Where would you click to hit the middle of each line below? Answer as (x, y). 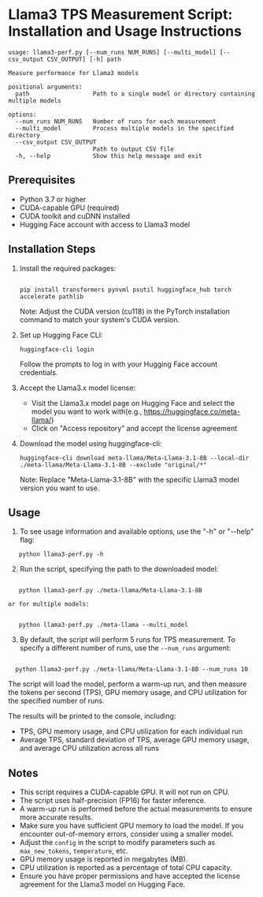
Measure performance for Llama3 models (74, 73)
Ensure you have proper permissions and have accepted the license (130, 876)
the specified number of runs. (56, 701)
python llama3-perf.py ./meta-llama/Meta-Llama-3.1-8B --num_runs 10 (131, 670)
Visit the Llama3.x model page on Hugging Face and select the (133, 403)
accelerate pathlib (52, 296)
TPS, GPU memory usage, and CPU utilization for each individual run (131, 731)
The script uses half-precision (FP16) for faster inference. (113, 801)
